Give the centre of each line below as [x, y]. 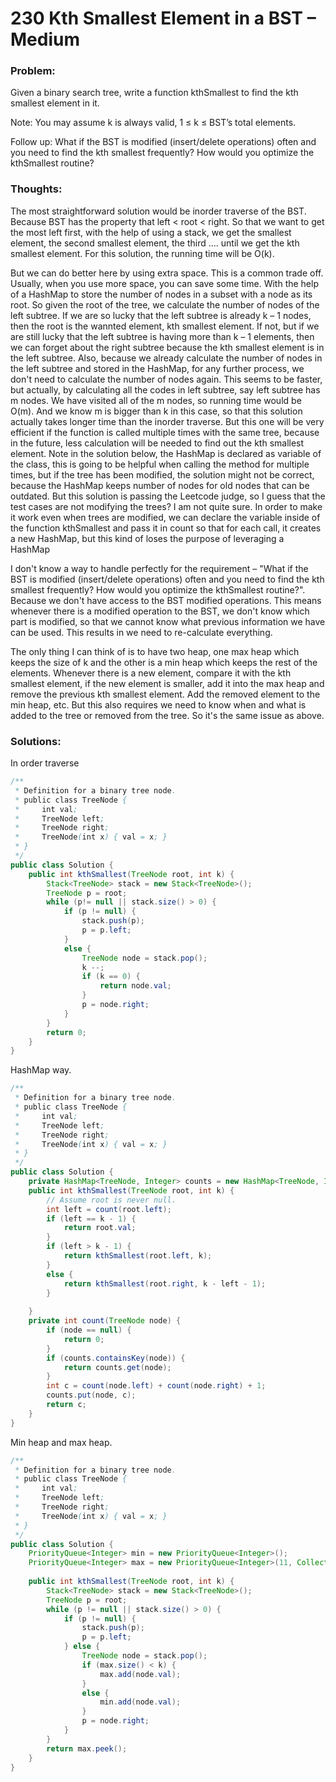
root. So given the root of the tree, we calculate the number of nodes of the [165, 304]
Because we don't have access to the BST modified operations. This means [166, 600]
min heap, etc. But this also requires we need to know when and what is [158, 704]
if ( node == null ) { [89, 1330]
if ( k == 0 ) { [111, 977]
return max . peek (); [87, 1748]
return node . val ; [135, 986]
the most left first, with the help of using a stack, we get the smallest [151, 232]
